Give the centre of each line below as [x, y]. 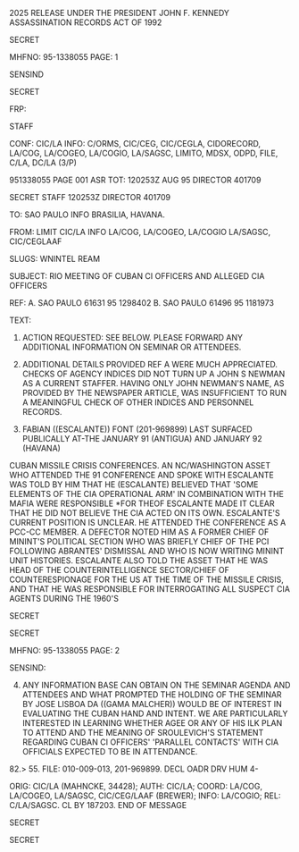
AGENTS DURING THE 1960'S [64, 599]
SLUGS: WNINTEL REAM [55, 259]
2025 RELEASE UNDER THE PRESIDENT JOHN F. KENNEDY [120, 13]
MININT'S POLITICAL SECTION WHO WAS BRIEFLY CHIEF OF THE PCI [139, 541]
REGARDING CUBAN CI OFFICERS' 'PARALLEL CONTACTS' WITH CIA [150, 742]
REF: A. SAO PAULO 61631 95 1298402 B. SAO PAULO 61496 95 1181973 [142, 303]
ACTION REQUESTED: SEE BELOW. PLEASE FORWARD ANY [133, 337]
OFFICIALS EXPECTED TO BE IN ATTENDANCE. [110, 751]
